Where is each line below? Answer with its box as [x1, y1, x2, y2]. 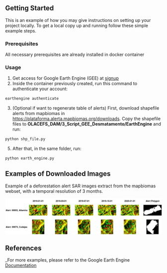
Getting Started [5, 4, 54, 12]
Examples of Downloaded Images [5, 169, 111, 178]
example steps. [5, 27, 36, 34]
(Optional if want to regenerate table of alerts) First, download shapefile [12, 105, 160, 111]
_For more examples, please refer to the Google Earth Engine [5, 257, 130, 263]
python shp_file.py [5, 136, 46, 141]
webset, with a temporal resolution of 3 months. [5, 188, 103, 194]
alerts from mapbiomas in [12, 111, 65, 117]
